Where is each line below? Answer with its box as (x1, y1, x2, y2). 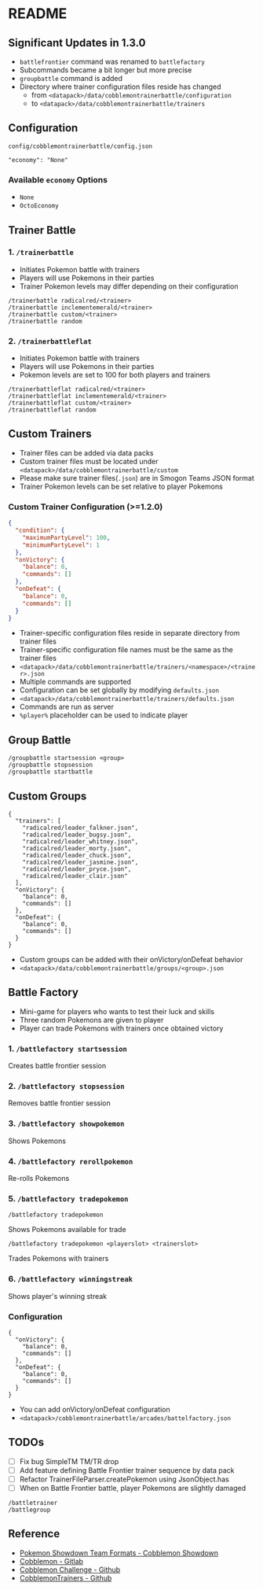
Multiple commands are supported (19, 677, 132, 687)
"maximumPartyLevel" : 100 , (22, 533, 111, 541)
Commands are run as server (19, 702, 114, 712)
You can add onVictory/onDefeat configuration (19, 1404, 170, 1414)
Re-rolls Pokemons (8, 1174, 70, 1183)
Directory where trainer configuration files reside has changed (19, 82, 221, 91)
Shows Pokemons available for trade (8, 1225, 127, 1234)
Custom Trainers (8, 427, 92, 441)
